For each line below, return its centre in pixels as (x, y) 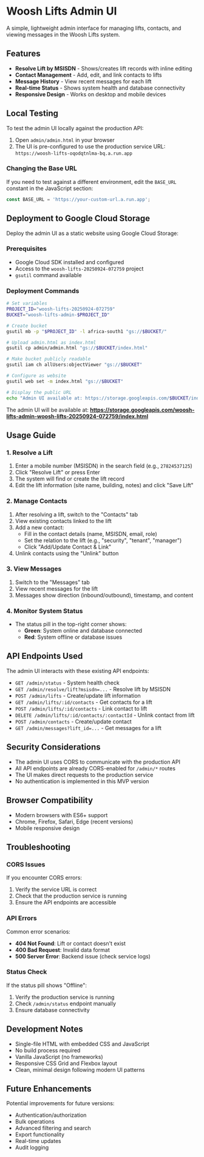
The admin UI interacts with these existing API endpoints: (78, 670)
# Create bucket (27, 326)
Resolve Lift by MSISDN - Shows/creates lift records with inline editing (104, 68)
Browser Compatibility (49, 800)
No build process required (48, 1050)
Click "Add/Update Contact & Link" (68, 547)
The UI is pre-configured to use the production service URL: (90, 146)
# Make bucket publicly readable (49, 359)
